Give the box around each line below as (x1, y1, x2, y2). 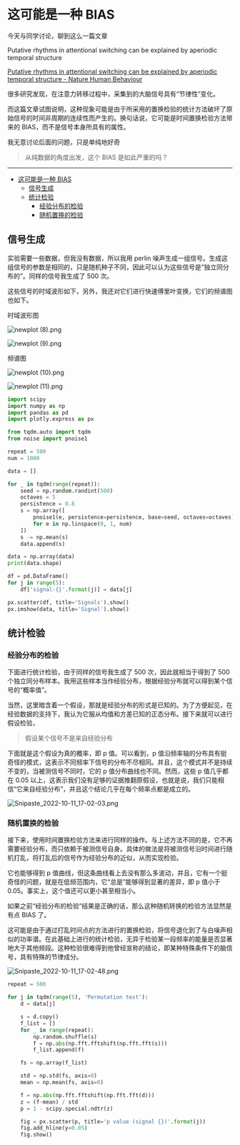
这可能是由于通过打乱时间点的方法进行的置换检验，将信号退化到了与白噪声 (7, 926, 226, 934)
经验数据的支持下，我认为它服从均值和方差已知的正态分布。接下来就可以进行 (7, 710, 233, 719)
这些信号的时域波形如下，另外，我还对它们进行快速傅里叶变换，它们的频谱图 (7, 286, 233, 295)
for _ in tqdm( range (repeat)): (7, 480, 101, 488)
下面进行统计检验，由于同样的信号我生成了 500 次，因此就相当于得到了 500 (7, 668, 230, 676)
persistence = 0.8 (20, 501, 75, 508)
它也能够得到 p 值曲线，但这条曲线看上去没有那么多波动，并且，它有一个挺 (7, 869, 228, 877)
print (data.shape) (7, 560, 62, 567)
